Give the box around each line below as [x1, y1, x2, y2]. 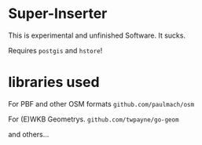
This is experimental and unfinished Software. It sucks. [8, 31, 186, 40]
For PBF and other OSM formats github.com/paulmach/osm [8, 99, 195, 108]
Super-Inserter [8, 5, 108, 23]
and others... [8, 129, 50, 139]
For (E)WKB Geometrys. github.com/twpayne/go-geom [8, 114, 179, 124]
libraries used [8, 74, 100, 91]
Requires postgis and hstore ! [8, 45, 103, 55]
